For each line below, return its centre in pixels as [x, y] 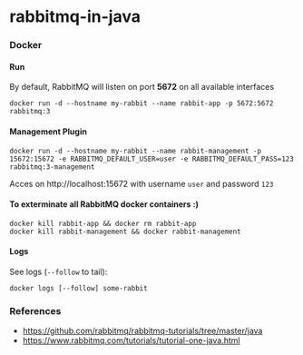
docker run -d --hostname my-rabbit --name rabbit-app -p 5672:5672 [142, 104]
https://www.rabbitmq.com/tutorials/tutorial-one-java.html [131, 340]
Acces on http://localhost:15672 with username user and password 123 [142, 183]
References [35, 311]
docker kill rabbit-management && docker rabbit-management [126, 232]
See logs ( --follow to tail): [59, 271]
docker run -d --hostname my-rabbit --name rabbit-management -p [135, 151]
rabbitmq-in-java [75, 17]
